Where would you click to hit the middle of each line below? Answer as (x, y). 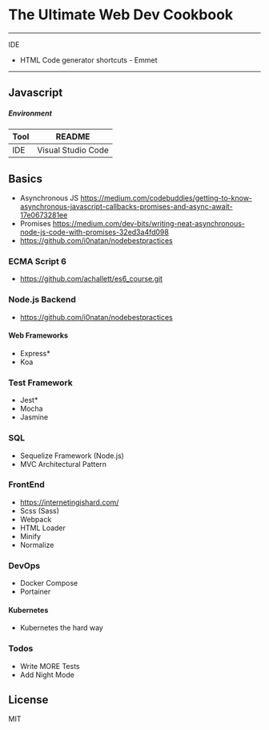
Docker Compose (49, 583)
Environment (30, 113)
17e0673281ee (44, 215)
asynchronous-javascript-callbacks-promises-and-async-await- (126, 207)
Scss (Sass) (40, 510)
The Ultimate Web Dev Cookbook (121, 15)
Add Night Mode (47, 675)
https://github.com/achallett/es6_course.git (91, 279)
